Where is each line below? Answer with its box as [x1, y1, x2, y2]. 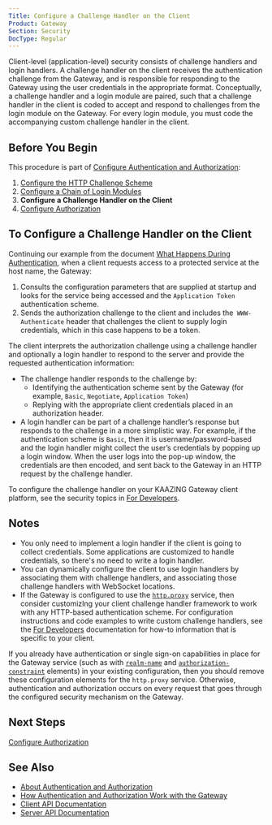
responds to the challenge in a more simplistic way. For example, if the [19, 425, 257, 435]
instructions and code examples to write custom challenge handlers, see [19, 616, 263, 625]
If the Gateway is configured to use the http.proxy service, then [19, 590, 235, 599]
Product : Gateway [8, 19, 67, 28]
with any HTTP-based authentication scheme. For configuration [19, 607, 234, 617]
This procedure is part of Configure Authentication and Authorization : [8, 162, 241, 172]
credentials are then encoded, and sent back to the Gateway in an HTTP [19, 460, 262, 469]
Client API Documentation [19, 799, 107, 809]
